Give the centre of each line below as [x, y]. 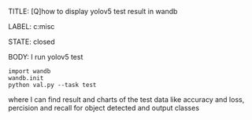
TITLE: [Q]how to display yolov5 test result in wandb [93, 11]
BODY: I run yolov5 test [46, 57]
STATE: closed [31, 42]
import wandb [30, 71]
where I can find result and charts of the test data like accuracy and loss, [126, 100]
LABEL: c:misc [31, 26]
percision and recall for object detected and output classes [104, 108]
